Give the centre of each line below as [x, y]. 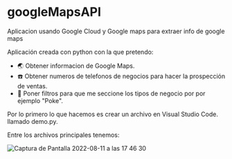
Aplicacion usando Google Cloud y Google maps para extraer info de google [116, 31]
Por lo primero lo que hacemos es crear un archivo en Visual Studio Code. [113, 114]
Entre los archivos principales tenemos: [63, 135]
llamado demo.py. [33, 121]
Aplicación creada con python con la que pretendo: [80, 52]
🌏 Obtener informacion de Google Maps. [76, 66]
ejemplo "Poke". [40, 100]
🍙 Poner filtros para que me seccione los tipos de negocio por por [111, 93]
